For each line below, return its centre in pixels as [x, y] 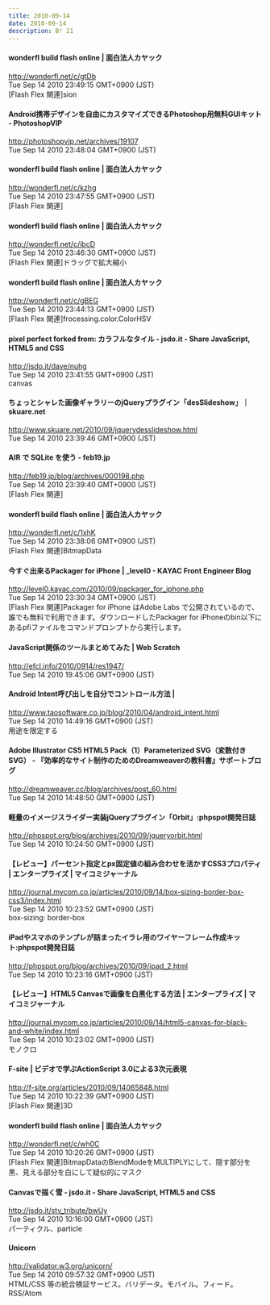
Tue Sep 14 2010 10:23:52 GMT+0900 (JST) [81, 909]
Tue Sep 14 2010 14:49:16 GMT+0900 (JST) [81, 721]
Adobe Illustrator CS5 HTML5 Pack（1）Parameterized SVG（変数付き [127, 750]
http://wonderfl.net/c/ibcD [52, 244]
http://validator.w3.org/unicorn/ [60, 1265]
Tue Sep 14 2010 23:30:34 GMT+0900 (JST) [82, 598]
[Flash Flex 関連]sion [43, 94]
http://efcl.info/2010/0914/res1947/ [66, 665]
